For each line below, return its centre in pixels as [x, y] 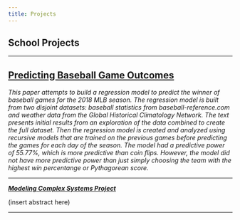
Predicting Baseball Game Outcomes [91, 75]
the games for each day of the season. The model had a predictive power [116, 145]
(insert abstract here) [39, 202]
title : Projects [32, 14]
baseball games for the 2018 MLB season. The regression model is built [114, 100]
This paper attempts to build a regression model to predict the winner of [114, 93]
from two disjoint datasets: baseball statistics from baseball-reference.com [119, 108]
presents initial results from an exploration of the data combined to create [117, 122]
